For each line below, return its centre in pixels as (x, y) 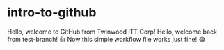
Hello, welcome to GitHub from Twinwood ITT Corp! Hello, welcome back (112, 32)
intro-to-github (52, 13)
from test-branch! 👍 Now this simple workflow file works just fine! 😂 (107, 39)
